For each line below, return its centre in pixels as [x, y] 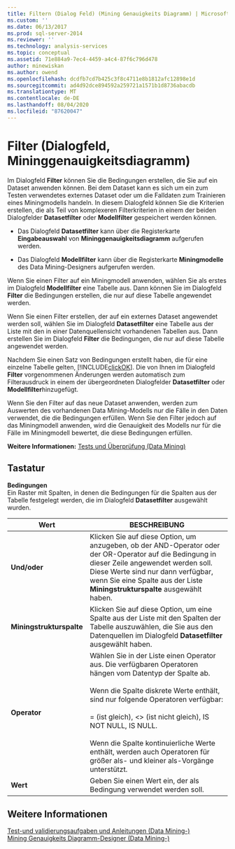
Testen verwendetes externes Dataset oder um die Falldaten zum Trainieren [116, 195]
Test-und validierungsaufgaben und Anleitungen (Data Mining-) [99, 831]
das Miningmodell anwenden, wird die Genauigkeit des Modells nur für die [114, 425]
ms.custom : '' [28, 20]
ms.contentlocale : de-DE [43, 99]
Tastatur [26, 469]
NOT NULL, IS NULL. [124, 725]
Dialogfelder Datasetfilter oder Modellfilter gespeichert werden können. [112, 217]
